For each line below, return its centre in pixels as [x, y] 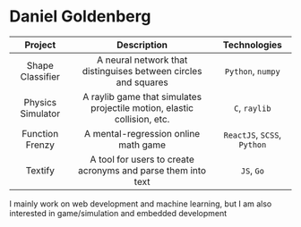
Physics [40, 102]
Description [142, 45]
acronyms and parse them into [142, 170]
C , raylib [253, 107]
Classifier [40, 76]
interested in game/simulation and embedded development [118, 213]
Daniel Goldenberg [80, 17]
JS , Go [252, 170]
